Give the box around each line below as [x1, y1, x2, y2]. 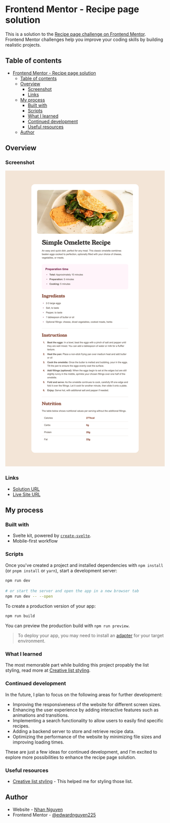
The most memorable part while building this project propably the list [5, 662, 149, 668]
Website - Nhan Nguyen [12, 806, 63, 812]
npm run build [5, 613, 35, 619]
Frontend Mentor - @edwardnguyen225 [12, 811, 96, 818]
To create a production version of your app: [5, 603, 96, 609]
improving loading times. [12, 739, 64, 745]
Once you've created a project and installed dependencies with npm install [5, 562, 163, 568]
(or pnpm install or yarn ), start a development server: [5, 567, 117, 573]
